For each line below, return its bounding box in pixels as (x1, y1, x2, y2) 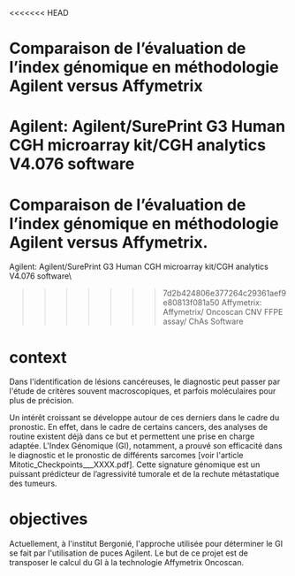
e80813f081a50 (163, 297, 220, 308)
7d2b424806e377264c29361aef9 (163, 288, 287, 299)
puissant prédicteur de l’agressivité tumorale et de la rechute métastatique (9, 469, 280, 480)
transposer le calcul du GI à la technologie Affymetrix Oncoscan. (9, 557, 245, 568)
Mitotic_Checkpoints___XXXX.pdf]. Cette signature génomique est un (9, 459, 261, 470)
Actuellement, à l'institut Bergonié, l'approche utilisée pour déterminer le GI (9, 539, 284, 549)
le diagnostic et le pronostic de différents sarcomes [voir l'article (9, 450, 245, 461)
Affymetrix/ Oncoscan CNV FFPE (163, 307, 284, 318)
